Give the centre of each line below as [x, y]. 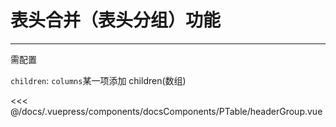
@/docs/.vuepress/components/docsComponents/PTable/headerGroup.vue [166, 111]
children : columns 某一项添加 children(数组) [98, 80]
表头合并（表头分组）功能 [116, 20]
